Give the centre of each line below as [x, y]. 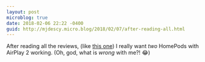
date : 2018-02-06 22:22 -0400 [45, 23]
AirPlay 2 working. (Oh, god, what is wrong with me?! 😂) [78, 53]
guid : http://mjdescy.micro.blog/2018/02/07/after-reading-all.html [96, 29]
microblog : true [27, 18]
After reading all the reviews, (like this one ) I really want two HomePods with [103, 46]
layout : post [23, 12]
